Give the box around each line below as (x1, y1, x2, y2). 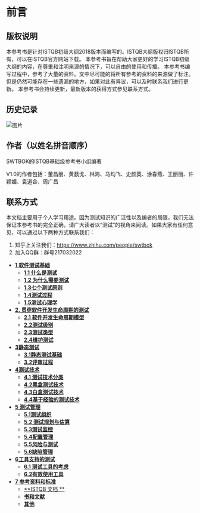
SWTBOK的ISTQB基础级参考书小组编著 (6, 158, 102, 165)
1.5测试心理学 (23, 299, 58, 306)
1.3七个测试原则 (23, 284, 63, 291)
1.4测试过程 (23, 291, 52, 299)
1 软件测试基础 (14, 262, 51, 269)
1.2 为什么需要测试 (23, 277, 70, 284)
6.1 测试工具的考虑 (23, 463, 69, 471)
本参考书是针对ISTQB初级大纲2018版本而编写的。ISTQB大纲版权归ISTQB (6, 48, 185, 55)
